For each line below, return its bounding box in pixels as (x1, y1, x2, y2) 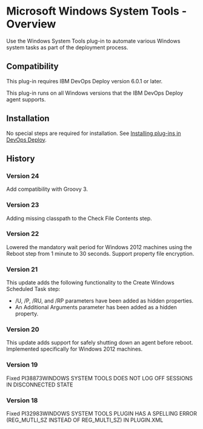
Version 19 (6, 360, 38, 369)
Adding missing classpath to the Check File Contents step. (6, 214, 153, 222)
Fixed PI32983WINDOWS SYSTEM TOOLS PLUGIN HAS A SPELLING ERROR (6, 410, 198, 417)
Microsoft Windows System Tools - (6, 4, 187, 18)
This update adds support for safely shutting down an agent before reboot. (6, 339, 193, 346)
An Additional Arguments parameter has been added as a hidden (15, 304, 178, 311)
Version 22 (6, 230, 39, 238)
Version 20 (6, 325, 39, 334)
